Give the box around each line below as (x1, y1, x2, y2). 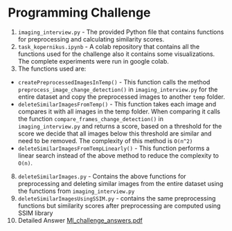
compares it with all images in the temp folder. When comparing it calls (17, 107, 221, 115)
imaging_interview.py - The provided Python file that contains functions (17, 28, 224, 36)
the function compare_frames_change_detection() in (17, 114, 163, 122)
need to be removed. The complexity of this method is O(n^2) (17, 136, 193, 145)
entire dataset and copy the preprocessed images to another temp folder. (17, 92, 226, 101)
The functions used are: (17, 64, 87, 73)
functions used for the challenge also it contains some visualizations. (17, 50, 215, 58)
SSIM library (17, 209, 53, 217)
